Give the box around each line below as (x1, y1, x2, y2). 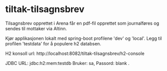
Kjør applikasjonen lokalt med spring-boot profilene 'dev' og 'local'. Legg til (5, 35, 162, 41)
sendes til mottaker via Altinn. (5, 25, 67, 31)
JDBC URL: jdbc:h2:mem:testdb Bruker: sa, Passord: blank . (5, 60, 130, 66)
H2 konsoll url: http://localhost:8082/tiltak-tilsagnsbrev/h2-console (5, 50, 145, 56)
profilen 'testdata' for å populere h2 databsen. (5, 40, 101, 46)
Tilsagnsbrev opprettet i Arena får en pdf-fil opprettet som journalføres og (5, 20, 159, 26)
